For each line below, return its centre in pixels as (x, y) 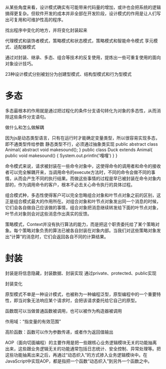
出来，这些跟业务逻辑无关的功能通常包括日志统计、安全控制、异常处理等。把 (83, 349)
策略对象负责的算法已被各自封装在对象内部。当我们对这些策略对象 (89, 230)
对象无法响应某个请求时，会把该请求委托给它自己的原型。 (81, 300)
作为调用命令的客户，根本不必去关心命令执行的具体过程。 (76, 184)
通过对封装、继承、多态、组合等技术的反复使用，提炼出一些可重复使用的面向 (83, 57)
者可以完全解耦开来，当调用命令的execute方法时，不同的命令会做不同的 (78, 172)
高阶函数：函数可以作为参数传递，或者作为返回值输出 (59, 332)
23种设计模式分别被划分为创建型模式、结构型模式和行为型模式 (68, 74)
